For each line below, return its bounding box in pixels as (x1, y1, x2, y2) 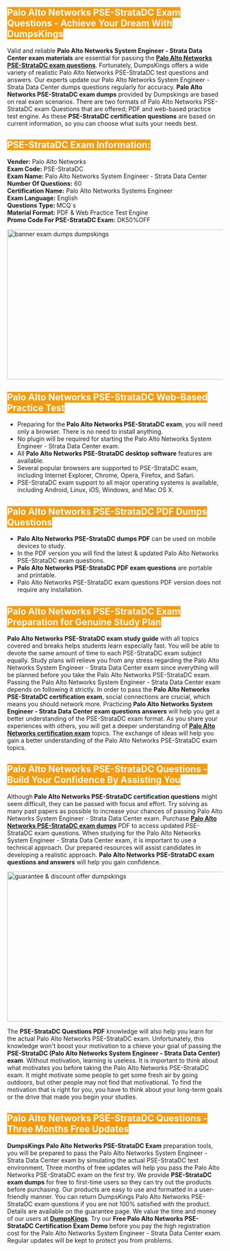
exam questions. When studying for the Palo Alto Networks (34, 829, 201, 837)
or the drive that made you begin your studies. (7, 1093, 138, 1101)
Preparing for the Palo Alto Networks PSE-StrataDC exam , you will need (16, 420, 223, 428)
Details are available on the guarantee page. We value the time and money (7, 1207, 217, 1215)
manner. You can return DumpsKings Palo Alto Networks (30, 1192, 190, 1200)
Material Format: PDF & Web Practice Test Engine (7, 208, 149, 217)
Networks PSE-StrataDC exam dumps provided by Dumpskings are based (7, 90, 219, 98)
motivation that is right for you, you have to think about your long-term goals (7, 1085, 222, 1093)
